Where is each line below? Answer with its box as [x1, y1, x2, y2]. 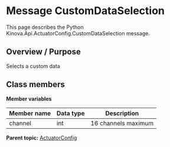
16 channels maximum [90, 119, 154, 127]
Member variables [6, 95, 52, 102]
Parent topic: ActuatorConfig [6, 134, 77, 141]
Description [105, 109, 139, 117]
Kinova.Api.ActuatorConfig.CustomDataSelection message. [6, 29, 151, 36]
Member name [9, 109, 51, 117]
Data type [56, 109, 85, 117]
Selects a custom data [6, 62, 60, 69]
